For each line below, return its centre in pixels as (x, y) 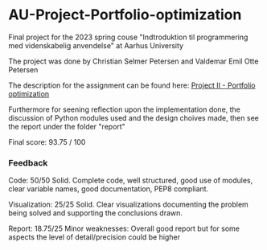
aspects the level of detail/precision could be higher (94, 237)
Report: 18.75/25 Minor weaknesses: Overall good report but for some (124, 229)
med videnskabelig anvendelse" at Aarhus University (96, 45)
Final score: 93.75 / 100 (47, 141)
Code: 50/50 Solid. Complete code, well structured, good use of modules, (131, 180)
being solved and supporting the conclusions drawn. (96, 213)
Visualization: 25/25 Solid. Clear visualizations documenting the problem (129, 205)
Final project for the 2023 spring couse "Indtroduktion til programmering (128, 37)
